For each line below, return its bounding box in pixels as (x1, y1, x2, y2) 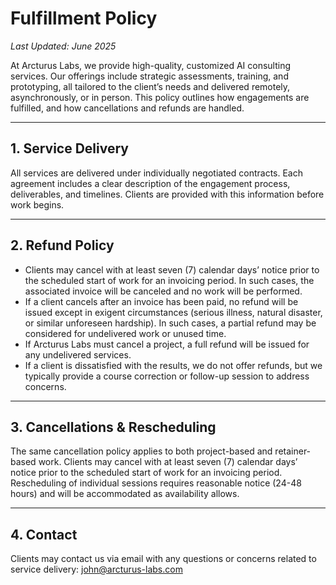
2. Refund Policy (10, 237, 115, 254)
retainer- (274, 445, 312, 457)
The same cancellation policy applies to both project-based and (10, 445, 273, 457)
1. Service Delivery (10, 140, 129, 157)
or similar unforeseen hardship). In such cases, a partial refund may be (24, 317, 317, 329)
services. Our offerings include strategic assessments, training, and (10, 70, 289, 82)
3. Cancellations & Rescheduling (10, 418, 217, 436)
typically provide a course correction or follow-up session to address (24, 370, 310, 382)
